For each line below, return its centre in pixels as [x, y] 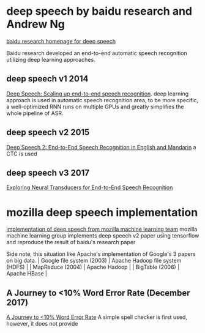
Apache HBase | [27, 274]
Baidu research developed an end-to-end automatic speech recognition [97, 53]
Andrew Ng [36, 24]
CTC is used [22, 154]
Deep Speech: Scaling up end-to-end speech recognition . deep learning [97, 94]
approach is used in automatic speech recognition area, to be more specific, [102, 100]
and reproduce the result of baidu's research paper [71, 242]
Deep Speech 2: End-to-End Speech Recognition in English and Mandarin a [101, 147]
